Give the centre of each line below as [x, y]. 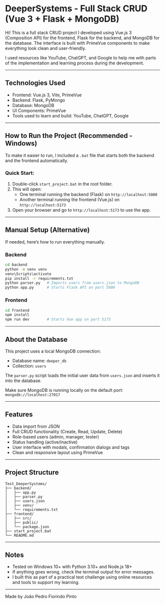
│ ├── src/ [18, 518]
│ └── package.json [27, 527]
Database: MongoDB [33, 105]
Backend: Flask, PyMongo [39, 100]
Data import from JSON [36, 426]
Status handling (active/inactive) [45, 442]
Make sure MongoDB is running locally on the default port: [64, 390]
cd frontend [17, 310]
